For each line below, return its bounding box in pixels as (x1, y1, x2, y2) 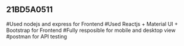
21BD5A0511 (6, 5, 53, 15)
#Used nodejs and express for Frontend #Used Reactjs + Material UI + (6, 20, 178, 27)
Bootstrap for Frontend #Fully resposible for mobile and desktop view (6, 27, 176, 34)
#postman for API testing (6, 32, 67, 40)
